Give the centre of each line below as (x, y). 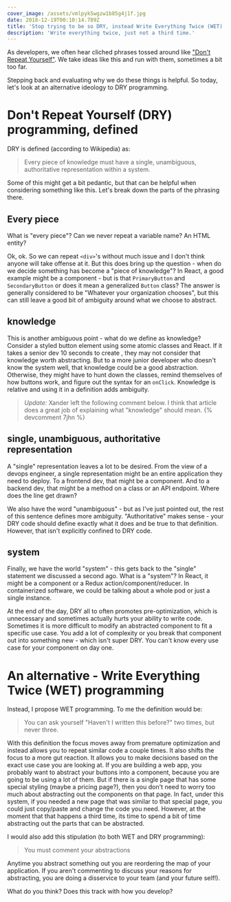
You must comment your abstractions (77, 850)
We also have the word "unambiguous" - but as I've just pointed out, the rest (115, 509)
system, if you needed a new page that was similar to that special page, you (114, 802)
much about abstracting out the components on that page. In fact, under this (115, 794)
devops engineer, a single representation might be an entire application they (115, 473)
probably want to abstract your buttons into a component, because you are (113, 772)
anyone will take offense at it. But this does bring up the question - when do (114, 263)
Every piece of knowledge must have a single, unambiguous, (110, 162)
